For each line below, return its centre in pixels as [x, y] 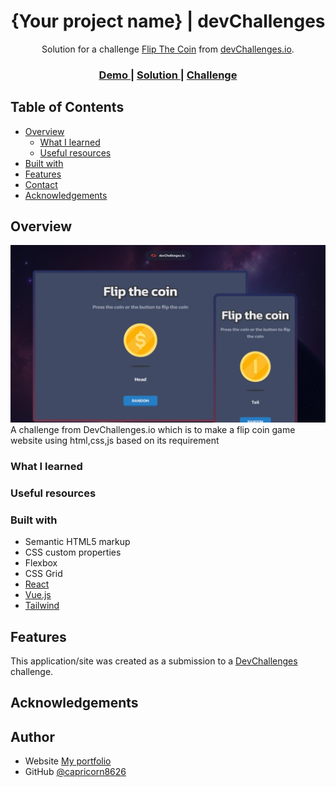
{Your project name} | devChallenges [168, 21]
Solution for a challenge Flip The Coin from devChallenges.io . [168, 49]
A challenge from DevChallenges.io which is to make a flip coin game [153, 429]
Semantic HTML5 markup [77, 542]
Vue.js [38, 595]
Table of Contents [67, 107]
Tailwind [42, 606]
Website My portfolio [68, 761]
